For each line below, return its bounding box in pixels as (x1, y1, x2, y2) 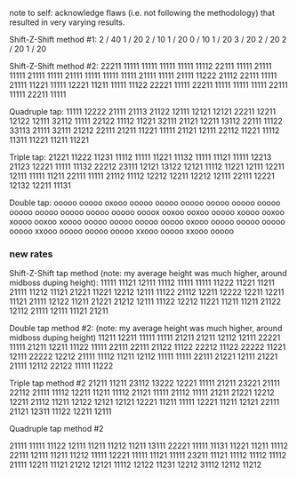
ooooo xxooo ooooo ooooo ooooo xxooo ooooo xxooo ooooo (9, 226, 234, 236)
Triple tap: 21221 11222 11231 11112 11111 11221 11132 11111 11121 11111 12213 (9, 152, 272, 163)
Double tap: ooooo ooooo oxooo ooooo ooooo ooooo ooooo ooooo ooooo (9, 197, 281, 208)
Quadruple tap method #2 (9, 424, 104, 434)
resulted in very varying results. (9, 17, 125, 28)
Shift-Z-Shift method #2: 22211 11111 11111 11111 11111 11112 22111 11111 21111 (9, 61, 272, 71)
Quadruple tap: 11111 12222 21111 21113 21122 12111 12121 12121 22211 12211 (9, 107, 277, 116)
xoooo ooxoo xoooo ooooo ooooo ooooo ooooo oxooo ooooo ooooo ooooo (9, 217, 286, 227)
